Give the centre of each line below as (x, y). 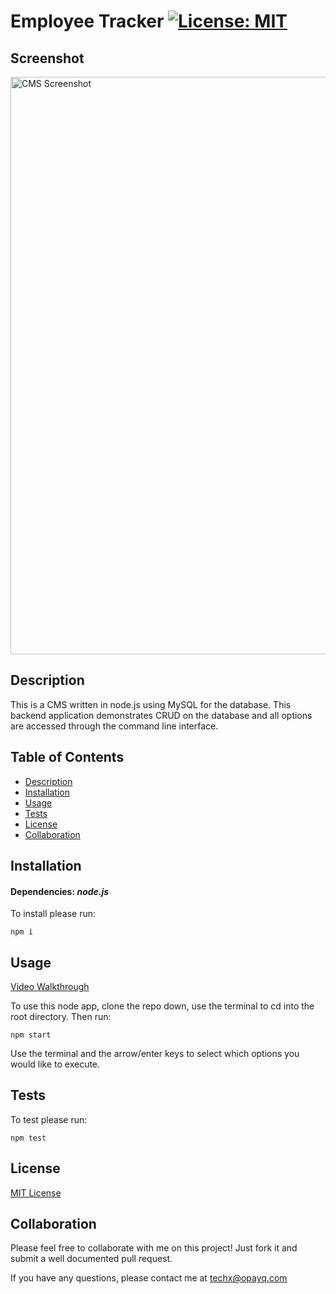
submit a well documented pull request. (91, 1259)
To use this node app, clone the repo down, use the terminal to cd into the (162, 1006)
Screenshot (47, 58)
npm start (31, 1035)
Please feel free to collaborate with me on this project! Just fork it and (154, 1248)
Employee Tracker (87, 21)
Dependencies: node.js (60, 891)
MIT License (36, 1192)
